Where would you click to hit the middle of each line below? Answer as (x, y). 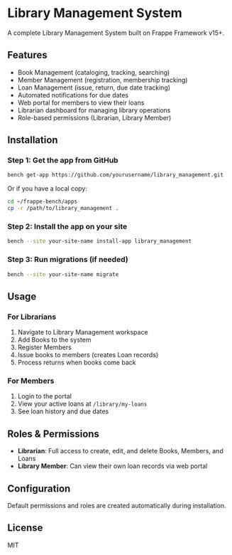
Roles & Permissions (53, 434)
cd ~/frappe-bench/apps (43, 202)
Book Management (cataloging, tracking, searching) (94, 72)
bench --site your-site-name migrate (63, 274)
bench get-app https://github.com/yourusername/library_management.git (115, 175)
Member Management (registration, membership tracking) (103, 80)
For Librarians (32, 317)
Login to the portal (45, 396)
